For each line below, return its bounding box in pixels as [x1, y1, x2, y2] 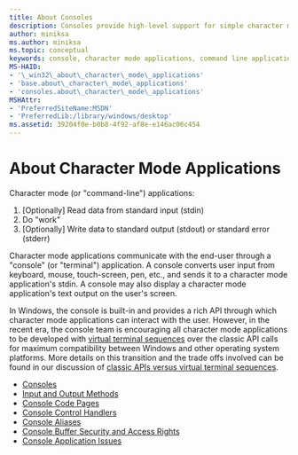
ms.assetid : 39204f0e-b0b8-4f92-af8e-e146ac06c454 [9, 121, 200, 129]
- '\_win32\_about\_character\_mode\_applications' [9, 71, 204, 80]
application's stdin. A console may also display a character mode [9, 278, 247, 289]
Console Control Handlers [21, 407, 117, 418]
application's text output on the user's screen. [9, 287, 177, 298]
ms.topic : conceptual [9, 46, 90, 55]
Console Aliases [21, 416, 82, 427]
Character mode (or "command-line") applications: [9, 187, 195, 198]
